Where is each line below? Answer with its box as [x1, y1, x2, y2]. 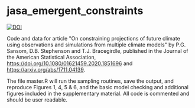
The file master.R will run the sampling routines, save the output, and [6, 77, 174, 85]
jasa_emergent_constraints [6, 4, 144, 18]
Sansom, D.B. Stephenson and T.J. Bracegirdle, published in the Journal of [6, 47, 188, 54]
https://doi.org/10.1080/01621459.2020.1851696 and [6, 60, 133, 67]
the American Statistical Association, [6, 53, 96, 60]
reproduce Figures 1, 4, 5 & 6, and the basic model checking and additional [6, 83, 188, 90]
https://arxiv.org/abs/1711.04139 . [6, 66, 86, 73]
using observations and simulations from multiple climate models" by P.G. [6, 41, 186, 48]
